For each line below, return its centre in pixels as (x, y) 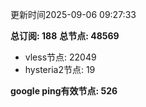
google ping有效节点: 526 (64, 91)
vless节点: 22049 (60, 57)
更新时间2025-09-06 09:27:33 (73, 14)
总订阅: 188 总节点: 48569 (65, 36)
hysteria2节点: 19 (60, 69)
